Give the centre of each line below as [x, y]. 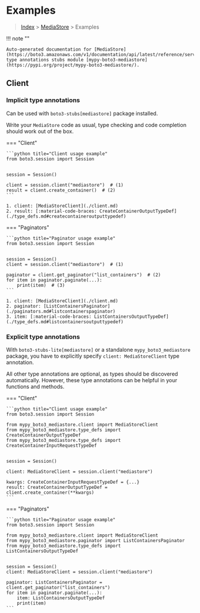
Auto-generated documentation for [49, 49]
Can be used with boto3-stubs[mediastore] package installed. [82, 113]
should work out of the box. [40, 131]
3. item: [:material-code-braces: [49, 317]
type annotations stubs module [45, 60]
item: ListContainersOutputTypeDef [61, 598]
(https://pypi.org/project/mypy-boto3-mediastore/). [73, 65]
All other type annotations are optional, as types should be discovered [92, 374]
